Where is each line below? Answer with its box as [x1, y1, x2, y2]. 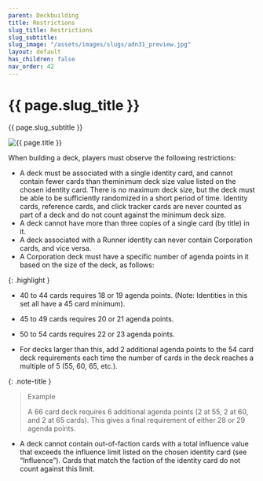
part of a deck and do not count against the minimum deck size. [19, 210, 226, 219]
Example [27, 391, 57, 401]
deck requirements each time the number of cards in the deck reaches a [19, 353, 254, 362]
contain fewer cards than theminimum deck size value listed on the [19, 176, 236, 185]
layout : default [8, 48, 61, 56]
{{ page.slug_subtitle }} [8, 123, 83, 132]
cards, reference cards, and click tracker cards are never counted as [19, 201, 242, 211]
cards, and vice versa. [19, 243, 92, 252]
